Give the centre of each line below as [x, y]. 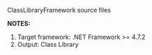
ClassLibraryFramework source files [59, 10]
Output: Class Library [48, 44]
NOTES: [19, 23]
